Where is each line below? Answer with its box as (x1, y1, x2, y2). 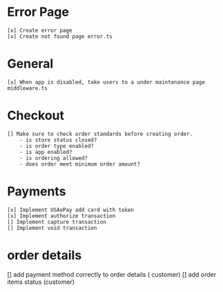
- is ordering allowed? (19, 155, 88, 162)
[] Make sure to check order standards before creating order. (7, 130, 193, 137)
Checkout (7, 108, 64, 124)
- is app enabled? (19, 148, 72, 155)
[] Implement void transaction (7, 224, 97, 231)
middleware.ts (7, 84, 48, 92)
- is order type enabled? (19, 142, 95, 149)
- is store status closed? (19, 136, 97, 144)
